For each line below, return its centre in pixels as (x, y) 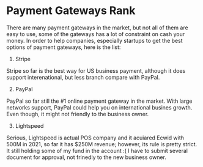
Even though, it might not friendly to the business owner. (78, 114)
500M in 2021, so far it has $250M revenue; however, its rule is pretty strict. (102, 144)
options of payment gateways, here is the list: (64, 47)
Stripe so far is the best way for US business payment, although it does (96, 70)
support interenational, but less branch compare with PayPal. (83, 77)
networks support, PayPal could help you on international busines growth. (99, 107)
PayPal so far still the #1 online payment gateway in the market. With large (99, 101)
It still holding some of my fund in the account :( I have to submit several (97, 150)
